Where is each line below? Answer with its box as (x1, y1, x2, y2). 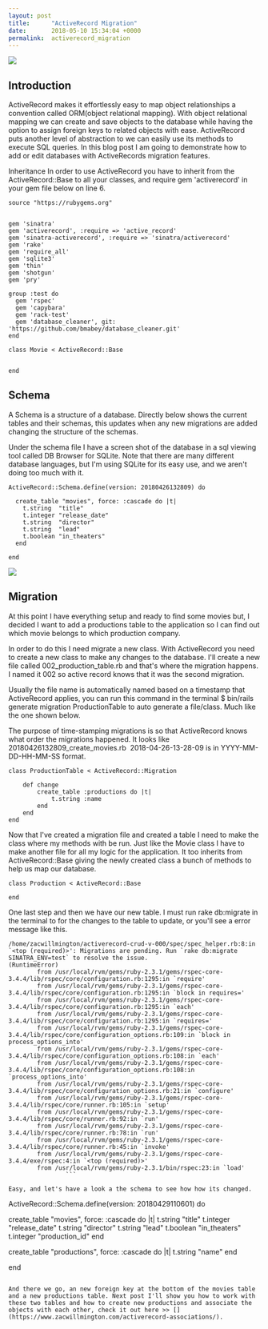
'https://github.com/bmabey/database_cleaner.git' (8, 325, 181, 333)
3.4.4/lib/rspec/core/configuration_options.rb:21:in (8, 1087, 192, 1095)
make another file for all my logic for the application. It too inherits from (8, 847, 242, 856)
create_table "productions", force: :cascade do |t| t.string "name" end (8, 1247, 238, 1256)
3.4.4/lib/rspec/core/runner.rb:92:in (8, 1115, 138, 1123)
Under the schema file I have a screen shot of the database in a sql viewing (8, 442, 257, 452)
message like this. (8, 924, 68, 934)
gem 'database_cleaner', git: (15, 318, 116, 326)
